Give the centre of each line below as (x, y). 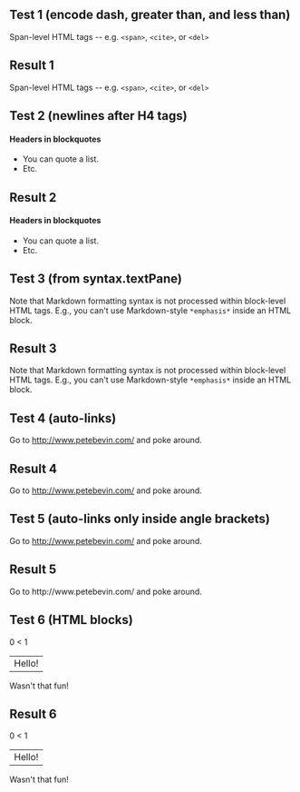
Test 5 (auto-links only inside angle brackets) (140, 519)
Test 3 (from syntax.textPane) (96, 279)
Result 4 (33, 468)
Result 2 (33, 198)
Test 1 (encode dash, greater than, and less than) (150, 15)
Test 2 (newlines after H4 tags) (98, 116)
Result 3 (33, 349)
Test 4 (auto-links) (63, 418)
